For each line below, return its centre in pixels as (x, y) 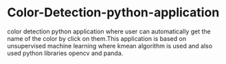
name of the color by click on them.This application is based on (97, 38)
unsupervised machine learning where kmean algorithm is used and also (110, 46)
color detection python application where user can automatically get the (109, 31)
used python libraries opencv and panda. (65, 53)
